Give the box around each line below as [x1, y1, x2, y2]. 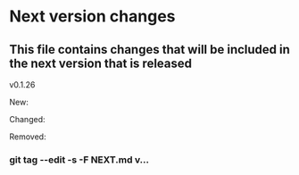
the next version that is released [9, 55, 193, 71]
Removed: [9, 131, 46, 142]
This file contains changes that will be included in [9, 42, 290, 57]
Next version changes [9, 6, 176, 27]
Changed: [9, 114, 46, 124]
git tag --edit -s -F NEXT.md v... [9, 154, 150, 166]
